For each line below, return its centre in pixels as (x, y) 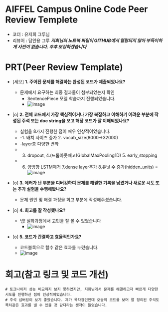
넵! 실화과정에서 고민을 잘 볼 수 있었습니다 (60, 221)
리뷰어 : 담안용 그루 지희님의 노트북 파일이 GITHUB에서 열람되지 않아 (79, 40)
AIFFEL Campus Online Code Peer (77, 9)
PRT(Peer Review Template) (64, 67)
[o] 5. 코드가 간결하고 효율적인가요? (47, 237)
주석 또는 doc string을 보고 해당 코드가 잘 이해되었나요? (76, 120)
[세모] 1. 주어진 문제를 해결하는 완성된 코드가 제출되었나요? (69, 81)
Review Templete (42, 20)
